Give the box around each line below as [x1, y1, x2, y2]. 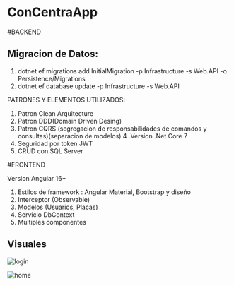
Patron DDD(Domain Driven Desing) [17, 117, 122, 125]
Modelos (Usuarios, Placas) [17, 203, 98, 211]
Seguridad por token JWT [17, 139, 93, 148]
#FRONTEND [7, 160, 46, 169]
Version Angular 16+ [7, 174, 66, 182]
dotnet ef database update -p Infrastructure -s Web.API [17, 82, 180, 90]
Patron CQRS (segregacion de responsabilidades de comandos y [17, 124, 207, 133]
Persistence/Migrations [17, 74, 86, 83]
